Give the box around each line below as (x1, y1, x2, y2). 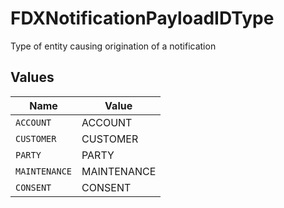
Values (10, 69, 55, 86)
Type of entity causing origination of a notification (10, 40, 217, 52)
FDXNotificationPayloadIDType (10, 7, 275, 30)
